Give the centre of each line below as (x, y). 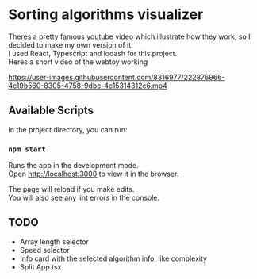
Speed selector (44, 250)
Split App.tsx (40, 266)
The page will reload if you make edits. (71, 189)
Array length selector (54, 241)
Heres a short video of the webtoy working (78, 62)
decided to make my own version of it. (71, 44)
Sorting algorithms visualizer (106, 15)
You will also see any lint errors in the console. (84, 198)
